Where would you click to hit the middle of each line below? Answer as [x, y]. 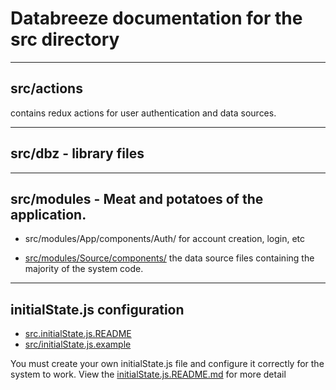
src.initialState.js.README [78, 334]
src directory [65, 39]
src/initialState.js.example [78, 344]
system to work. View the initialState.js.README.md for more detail [148, 374]
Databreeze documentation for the [156, 18]
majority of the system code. [84, 269]
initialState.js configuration [97, 309]
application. [48, 214]
